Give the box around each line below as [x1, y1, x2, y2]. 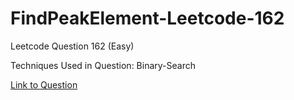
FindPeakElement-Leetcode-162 [10, 7, 285, 30]
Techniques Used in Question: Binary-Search [10, 59, 196, 71]
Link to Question [10, 78, 78, 91]
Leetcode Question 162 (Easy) [10, 40, 135, 52]
